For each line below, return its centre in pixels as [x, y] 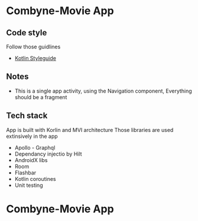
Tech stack [27, 116]
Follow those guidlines [33, 47]
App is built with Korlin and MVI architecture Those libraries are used [90, 130]
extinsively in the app [32, 136]
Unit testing [29, 185]
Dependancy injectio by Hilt [48, 154]
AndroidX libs [31, 160]
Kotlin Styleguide [35, 58]
